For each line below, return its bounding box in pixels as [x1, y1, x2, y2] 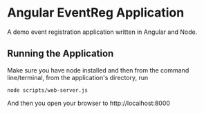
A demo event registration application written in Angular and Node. [7, 28, 198, 36]
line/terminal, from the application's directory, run [7, 73, 149, 82]
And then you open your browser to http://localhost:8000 [7, 99, 171, 107]
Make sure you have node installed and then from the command [7, 66, 189, 74]
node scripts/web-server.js [7, 86, 89, 94]
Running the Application [7, 48, 114, 59]
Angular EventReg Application [7, 5, 185, 21]
